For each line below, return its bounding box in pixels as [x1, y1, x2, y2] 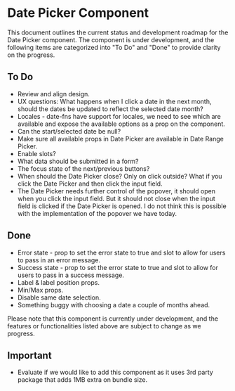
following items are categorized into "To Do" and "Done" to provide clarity [7, 43, 221, 51]
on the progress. [7, 51, 55, 59]
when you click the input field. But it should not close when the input [17, 194, 215, 203]
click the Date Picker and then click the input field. [17, 179, 163, 188]
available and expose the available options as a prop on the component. [17, 120, 226, 128]
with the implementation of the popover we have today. [17, 209, 177, 217]
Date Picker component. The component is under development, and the [7, 35, 215, 44]
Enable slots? [17, 149, 56, 158]
